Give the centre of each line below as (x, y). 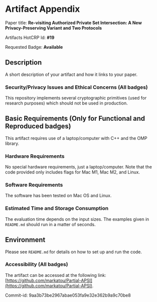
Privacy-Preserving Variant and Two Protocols (54, 28)
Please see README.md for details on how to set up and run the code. (74, 252)
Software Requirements (34, 185)
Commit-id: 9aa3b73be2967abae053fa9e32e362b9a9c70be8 (68, 295)
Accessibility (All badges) (37, 265)
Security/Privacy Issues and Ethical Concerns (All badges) (77, 87)
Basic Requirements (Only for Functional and (75, 118)
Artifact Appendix (43, 9)
